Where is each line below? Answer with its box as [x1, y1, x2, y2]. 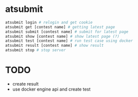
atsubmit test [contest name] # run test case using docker [5, 38, 133, 43]
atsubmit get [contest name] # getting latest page [5, 24, 115, 29]
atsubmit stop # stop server [5, 48, 66, 53]
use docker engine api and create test [12, 86, 91, 92]
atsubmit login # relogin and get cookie [5, 20, 93, 25]
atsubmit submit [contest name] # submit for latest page [5, 29, 128, 34]
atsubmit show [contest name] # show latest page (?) [5, 34, 120, 39]
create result [12, 81, 39, 87]
